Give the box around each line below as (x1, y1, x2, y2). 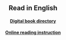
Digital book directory (9, 18, 56, 24)
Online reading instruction (5, 29, 61, 35)
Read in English (8, 4, 57, 12)
